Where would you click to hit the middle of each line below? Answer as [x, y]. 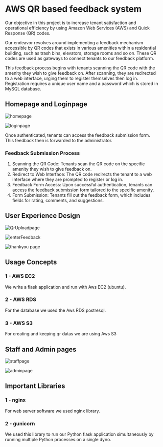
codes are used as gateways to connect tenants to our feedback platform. [80, 58]
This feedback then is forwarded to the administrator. [59, 140]
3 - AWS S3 [19, 323]
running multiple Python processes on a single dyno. [58, 439]
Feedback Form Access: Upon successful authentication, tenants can [82, 185]
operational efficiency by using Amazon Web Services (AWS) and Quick [78, 28]
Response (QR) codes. [28, 33]
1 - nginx [15, 400]
